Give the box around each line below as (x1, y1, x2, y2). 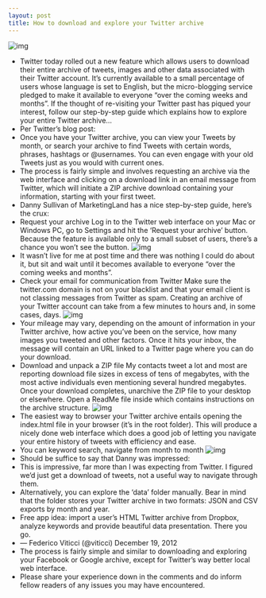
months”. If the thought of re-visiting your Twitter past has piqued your (19, 99, 252, 108)
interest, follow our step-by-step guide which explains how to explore (19, 107, 248, 116)
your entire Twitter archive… (19, 115, 113, 125)
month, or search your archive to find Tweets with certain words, (19, 141, 232, 150)
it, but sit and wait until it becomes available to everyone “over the (19, 259, 236, 269)
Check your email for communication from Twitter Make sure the (19, 276, 232, 285)
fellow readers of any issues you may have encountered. (19, 580, 206, 589)
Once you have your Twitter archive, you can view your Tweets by (19, 132, 236, 142)
